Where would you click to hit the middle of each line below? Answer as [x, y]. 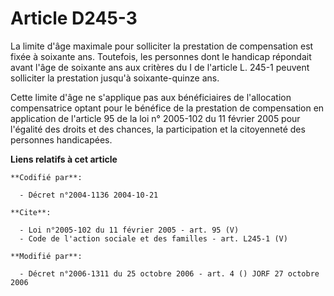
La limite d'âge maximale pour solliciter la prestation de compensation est [162, 46]
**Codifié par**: [46, 177]
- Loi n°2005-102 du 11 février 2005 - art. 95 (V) [129, 230]
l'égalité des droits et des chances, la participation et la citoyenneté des [158, 129]
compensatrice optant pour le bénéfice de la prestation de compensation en [167, 108]
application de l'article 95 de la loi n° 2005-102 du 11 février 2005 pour [155, 118]
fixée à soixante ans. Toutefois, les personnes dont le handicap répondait [161, 56]
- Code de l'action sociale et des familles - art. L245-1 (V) [153, 238]
